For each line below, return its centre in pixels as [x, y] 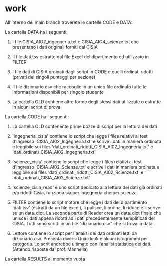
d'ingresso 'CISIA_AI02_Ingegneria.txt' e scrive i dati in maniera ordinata [87, 141]
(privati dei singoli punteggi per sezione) [54, 77]
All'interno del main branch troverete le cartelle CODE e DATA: [69, 22]
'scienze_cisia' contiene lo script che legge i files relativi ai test [77, 162]
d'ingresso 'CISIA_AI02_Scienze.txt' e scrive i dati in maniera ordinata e [86, 167]
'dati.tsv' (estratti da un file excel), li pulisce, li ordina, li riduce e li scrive [86, 207]
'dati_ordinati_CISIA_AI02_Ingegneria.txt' [54, 152]
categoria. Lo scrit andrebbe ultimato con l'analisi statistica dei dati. [82, 244]
